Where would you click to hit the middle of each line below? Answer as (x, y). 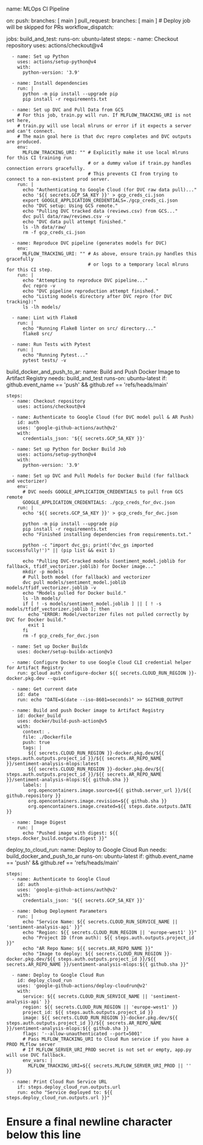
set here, (19, 121)
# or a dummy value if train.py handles (139, 163)
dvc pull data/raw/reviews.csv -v (66, 216)
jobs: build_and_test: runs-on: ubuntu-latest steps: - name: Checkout (92, 39)
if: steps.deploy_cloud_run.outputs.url (69, 1087)
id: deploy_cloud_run (44, 980)
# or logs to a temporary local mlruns (138, 264)
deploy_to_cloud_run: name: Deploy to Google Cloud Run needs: (87, 850)
